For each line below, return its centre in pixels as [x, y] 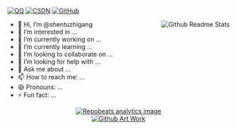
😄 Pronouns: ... [40, 87]
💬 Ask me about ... [44, 69]
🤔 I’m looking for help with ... [59, 62]
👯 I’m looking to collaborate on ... [65, 54]
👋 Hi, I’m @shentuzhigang [55, 24]
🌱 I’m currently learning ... [55, 47]
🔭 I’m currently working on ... [59, 39]
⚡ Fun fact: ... [37, 95]
